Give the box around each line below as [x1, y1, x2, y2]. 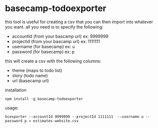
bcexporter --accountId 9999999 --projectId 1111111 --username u [5, 114, 144, 119]
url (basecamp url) [12, 78, 49, 84]
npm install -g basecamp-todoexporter [5, 96, 83, 101]
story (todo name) [12, 72, 48, 78]
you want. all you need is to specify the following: [5, 24, 104, 29]
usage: [5, 105, 19, 111]
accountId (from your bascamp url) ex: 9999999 [12, 33, 109, 39]
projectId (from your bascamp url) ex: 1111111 [12, 38, 100, 44]
